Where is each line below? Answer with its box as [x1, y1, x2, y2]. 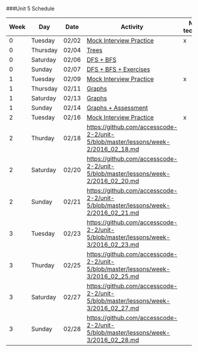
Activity [120, 23, 144, 31]
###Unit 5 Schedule [6, 5, 55, 12]
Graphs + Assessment [86, 104, 148, 112]
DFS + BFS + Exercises [86, 65, 150, 73]
